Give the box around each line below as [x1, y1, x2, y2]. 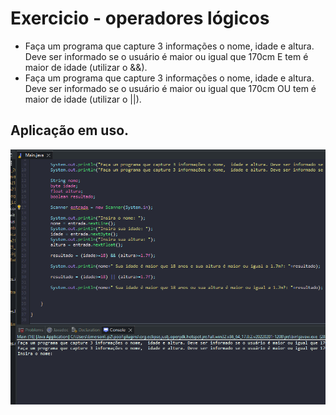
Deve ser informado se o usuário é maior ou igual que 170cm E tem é [24, 50, 309, 62]
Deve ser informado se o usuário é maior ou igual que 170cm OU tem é [24, 82, 317, 94]
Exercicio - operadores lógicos [10, 7, 270, 30]
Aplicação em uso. [10, 122, 130, 139]
